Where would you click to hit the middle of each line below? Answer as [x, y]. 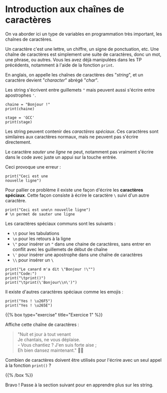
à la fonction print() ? [28, 365]
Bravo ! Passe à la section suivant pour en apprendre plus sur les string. [79, 385]
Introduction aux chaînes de [65, 9]
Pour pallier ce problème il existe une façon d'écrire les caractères [74, 190]
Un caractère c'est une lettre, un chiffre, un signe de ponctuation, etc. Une [82, 49]
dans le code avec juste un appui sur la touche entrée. [61, 157]
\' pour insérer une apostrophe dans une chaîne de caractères [77, 255]
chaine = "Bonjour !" [28, 104]
